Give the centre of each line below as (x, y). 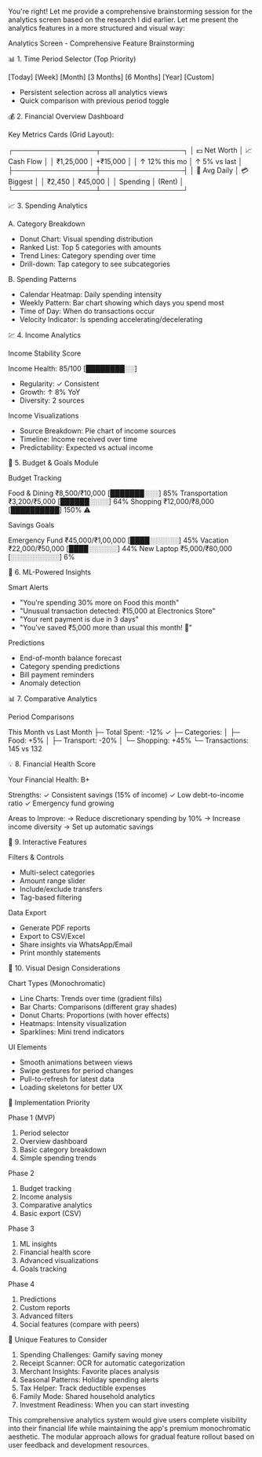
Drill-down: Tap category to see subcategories (95, 264)
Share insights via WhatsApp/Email (76, 944)
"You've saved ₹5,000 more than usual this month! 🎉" (106, 628)
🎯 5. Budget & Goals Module (54, 463)
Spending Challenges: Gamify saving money (91, 1355)
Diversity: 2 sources (52, 400)
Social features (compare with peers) (79, 1324)
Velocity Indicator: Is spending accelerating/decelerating (111, 320)
